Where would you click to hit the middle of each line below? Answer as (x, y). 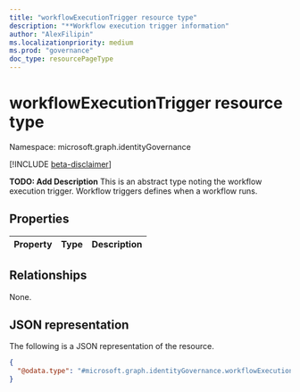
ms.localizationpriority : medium (71, 42)
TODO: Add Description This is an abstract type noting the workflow (136, 181)
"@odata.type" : (46, 371)
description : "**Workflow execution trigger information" (119, 26)
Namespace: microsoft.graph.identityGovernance (100, 146)
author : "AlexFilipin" (51, 34)
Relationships (48, 275)
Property (33, 244)
